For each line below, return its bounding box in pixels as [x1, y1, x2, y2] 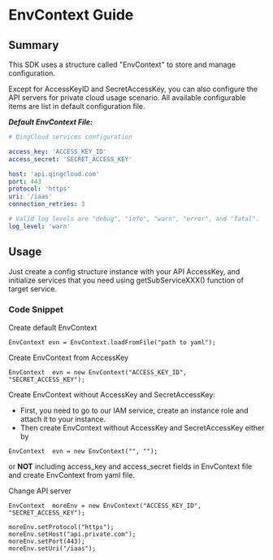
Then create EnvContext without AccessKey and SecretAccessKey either [19, 422, 265, 432]
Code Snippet [8, 304, 63, 315]
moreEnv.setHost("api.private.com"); [8, 530, 136, 538]
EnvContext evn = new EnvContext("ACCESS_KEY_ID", [8, 368, 187, 376]
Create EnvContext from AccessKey [8, 352, 128, 362]
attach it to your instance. [19, 413, 106, 424]
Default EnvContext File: [8, 117, 93, 127]
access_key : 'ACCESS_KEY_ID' [8, 147, 107, 155]
